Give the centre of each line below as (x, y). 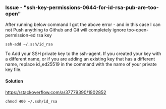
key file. (13, 69)
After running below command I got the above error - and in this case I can (83, 24)
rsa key (44, 35)
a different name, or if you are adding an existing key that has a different (80, 59)
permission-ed (20, 35)
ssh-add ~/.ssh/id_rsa (29, 44)
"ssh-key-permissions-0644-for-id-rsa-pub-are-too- (91, 7)
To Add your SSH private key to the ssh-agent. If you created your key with (83, 53)
